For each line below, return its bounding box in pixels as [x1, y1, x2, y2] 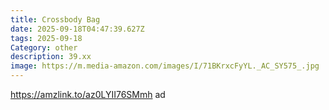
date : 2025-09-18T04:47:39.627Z [10, 24, 145, 34]
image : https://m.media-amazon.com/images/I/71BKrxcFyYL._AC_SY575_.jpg [10, 61, 320, 71]
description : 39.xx [10, 52, 92, 62]
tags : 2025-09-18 [10, 33, 83, 43]
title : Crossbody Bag [10, 14, 101, 25]
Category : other [10, 42, 78, 53]
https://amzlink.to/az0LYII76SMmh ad [10, 89, 166, 100]
